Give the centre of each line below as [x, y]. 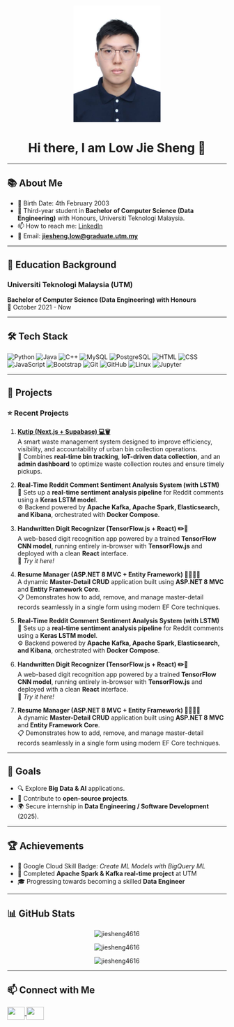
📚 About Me [35, 183]
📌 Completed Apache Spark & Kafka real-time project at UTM [107, 874]
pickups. [30, 471]
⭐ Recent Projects [38, 413]
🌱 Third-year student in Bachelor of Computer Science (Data [106, 211]
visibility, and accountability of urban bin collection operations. [107, 449]
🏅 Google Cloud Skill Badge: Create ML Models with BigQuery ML [111, 866]
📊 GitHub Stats [41, 913]
